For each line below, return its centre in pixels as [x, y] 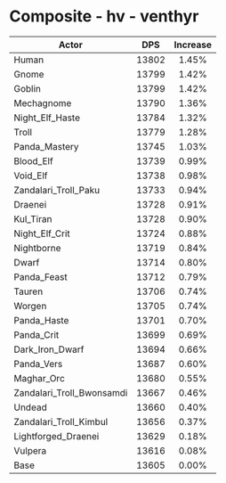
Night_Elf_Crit [42, 233]
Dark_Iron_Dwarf [49, 349]
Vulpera [30, 450]
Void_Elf [31, 176]
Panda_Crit [36, 334]
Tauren [28, 291]
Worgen [30, 306]
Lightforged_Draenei [56, 436]
